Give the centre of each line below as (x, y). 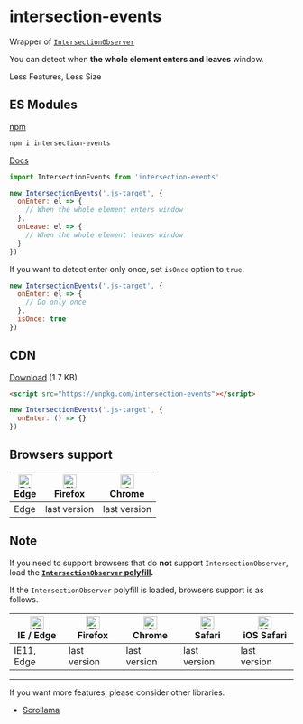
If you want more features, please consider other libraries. (117, 692)
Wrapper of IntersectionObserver (72, 41)
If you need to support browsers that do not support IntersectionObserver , (149, 563)
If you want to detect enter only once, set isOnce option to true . (127, 269)
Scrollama (41, 710)
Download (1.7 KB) (44, 377)
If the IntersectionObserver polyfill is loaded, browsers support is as (137, 590)
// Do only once (56, 302)
